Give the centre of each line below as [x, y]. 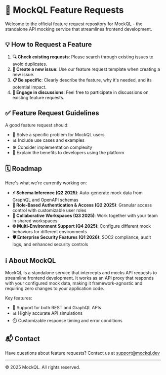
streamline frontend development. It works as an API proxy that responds [80, 278]
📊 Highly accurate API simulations [47, 313]
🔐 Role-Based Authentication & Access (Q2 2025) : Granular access [82, 205]
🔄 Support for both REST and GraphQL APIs [57, 308]
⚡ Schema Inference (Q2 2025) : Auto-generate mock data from [77, 193]
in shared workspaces [35, 221]
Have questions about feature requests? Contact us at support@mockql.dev [83, 353]
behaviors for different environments [50, 232]
